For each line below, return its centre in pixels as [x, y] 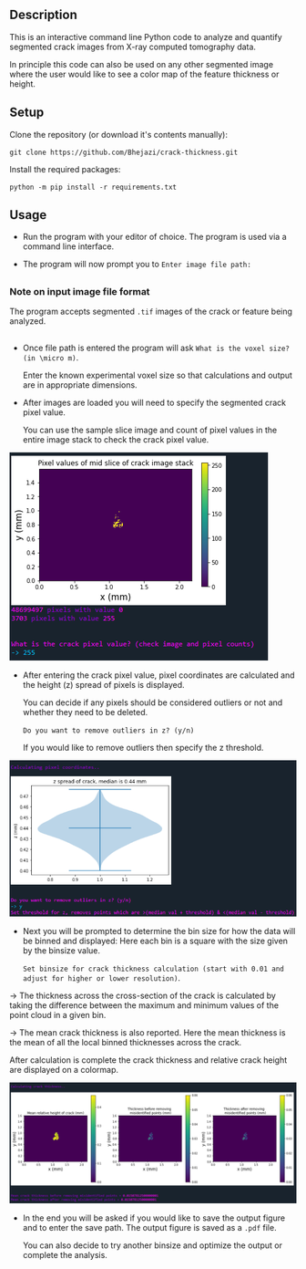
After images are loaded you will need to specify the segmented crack [154, 402]
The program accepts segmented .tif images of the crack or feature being [151, 312]
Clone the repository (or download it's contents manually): [118, 134]
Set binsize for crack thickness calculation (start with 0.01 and [153, 969]
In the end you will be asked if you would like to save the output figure [153, 1218]
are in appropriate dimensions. [80, 385]
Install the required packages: [65, 169]
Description [43, 15]
